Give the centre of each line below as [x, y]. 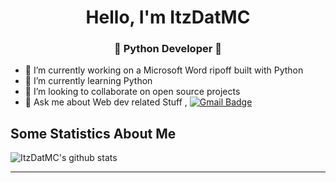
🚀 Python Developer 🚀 [168, 49]
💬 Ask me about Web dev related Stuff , [106, 102]
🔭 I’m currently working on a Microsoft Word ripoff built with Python [164, 70]
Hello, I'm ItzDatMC [168, 17]
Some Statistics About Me [93, 133]
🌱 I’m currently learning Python [88, 81]
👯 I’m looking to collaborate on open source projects [132, 92]
